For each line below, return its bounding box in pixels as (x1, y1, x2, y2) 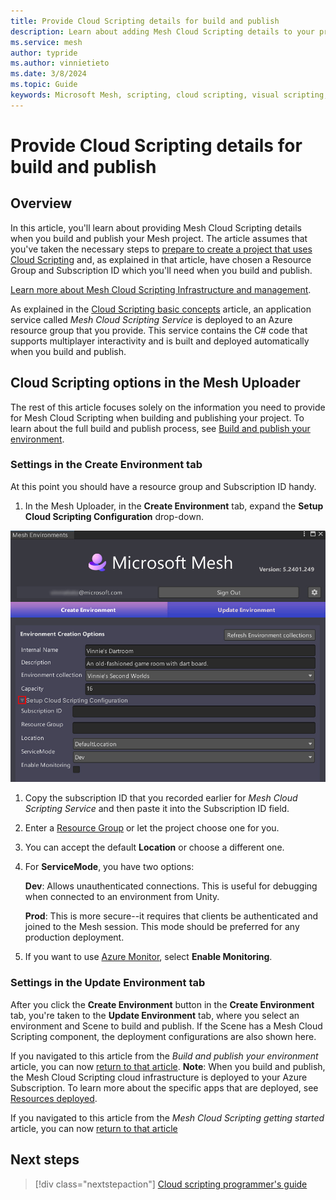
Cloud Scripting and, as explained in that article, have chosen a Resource (10, 253, 312, 265)
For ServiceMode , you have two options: (24, 861, 195, 873)
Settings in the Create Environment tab (10, 458, 203, 472)
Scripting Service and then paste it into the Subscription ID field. (24, 803, 290, 815)
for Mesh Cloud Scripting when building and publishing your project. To (10, 411, 305, 424)
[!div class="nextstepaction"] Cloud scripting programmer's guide (34, 1178, 308, 1190)
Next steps (10, 1151, 80, 1169)
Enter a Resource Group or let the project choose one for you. (24, 822, 280, 834)
